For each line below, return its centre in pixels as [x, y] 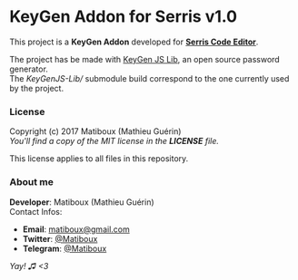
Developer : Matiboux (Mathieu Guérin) [82, 202]
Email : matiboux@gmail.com [76, 229]
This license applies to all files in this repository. [99, 159]
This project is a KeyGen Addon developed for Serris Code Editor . [134, 42]
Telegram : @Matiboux [65, 248]
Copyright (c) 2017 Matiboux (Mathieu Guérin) [95, 131]
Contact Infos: [36, 211]
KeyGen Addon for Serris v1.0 [124, 17]
